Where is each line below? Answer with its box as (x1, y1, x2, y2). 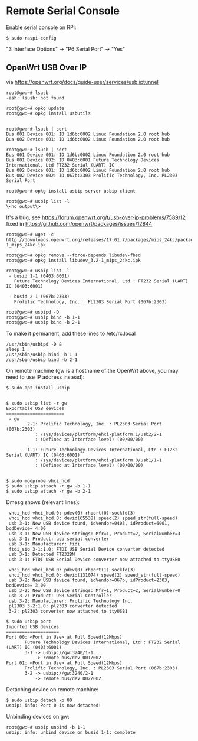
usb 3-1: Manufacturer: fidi (8, 541, 81, 547)
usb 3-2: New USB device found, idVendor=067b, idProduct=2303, (8, 577, 170, 583)
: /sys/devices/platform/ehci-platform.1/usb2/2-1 (35, 431, 162, 437)
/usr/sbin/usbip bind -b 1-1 (6, 352, 78, 357)
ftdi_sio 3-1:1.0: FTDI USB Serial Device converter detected (8, 546, 165, 552)
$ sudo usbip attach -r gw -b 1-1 (6, 483, 91, 489)
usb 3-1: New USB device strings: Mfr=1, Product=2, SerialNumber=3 (8, 531, 181, 537)
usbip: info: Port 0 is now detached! (6, 702, 101, 708)
